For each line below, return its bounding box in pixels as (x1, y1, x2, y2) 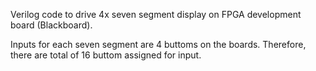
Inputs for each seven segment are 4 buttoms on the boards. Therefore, (10, 39, 307, 50)
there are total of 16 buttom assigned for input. (10, 49, 202, 61)
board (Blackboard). (10, 19, 93, 31)
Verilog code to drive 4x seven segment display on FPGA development (10, 9, 302, 20)
